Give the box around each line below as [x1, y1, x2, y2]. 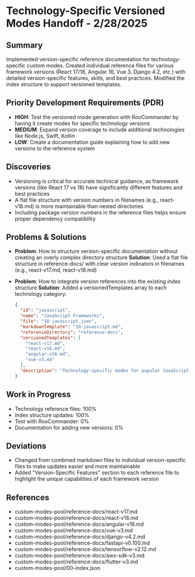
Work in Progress [6, 390, 71, 400]
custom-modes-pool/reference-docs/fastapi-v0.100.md [14, 539, 150, 546]
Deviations [6, 441, 47, 451]
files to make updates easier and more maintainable [14, 463, 140, 470]
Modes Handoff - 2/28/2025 [6, 17, 148, 30]
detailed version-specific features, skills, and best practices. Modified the [6, 75, 185, 81]
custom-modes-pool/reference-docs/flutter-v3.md [14, 558, 138, 565]
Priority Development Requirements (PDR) [6, 98, 164, 108]
